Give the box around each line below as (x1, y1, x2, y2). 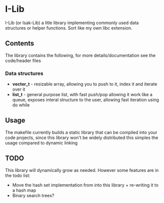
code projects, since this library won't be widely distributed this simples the (5, 135, 159, 140)
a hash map (12, 187, 36, 193)
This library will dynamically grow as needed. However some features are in (5, 167, 159, 173)
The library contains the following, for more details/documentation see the (5, 52, 156, 58)
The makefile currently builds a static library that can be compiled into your (5, 129, 158, 135)
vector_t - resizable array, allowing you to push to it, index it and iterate (12, 81, 158, 87)
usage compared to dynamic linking (5, 139, 78, 146)
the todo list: (5, 172, 31, 178)
